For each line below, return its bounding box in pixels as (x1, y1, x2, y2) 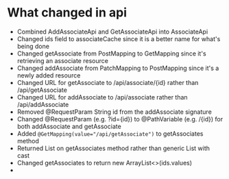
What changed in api (7, 5, 128, 21)
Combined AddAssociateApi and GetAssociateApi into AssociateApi (16, 27, 208, 36)
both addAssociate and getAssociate (16, 122, 121, 130)
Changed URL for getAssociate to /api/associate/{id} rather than (16, 78, 199, 86)
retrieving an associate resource (16, 56, 108, 64)
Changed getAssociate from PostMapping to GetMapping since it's (16, 49, 207, 58)
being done (16, 42, 50, 50)
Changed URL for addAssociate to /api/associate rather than (16, 93, 188, 101)
